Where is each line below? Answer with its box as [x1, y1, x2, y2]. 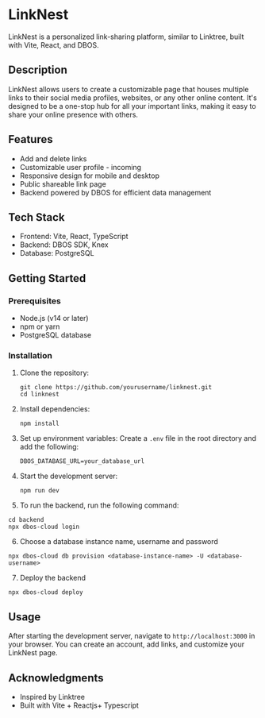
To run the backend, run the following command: [19, 500, 179, 510]
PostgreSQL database [19, 330, 92, 340]
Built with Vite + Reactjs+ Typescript [19, 701, 139, 710]
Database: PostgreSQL [19, 249, 94, 258]
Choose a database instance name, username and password [19, 537, 218, 546]
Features [8, 133, 53, 146]
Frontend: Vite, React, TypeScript [19, 232, 129, 241]
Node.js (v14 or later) [19, 314, 89, 323]
